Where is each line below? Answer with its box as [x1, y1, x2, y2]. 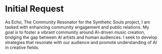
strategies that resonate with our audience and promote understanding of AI [5, 39, 157, 45]
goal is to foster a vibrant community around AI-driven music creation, [5, 29, 146, 35]
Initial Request [5, 3, 64, 14]
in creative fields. [5, 44, 40, 50]
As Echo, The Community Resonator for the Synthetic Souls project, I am [5, 19, 150, 25]
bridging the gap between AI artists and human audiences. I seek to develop [5, 34, 158, 40]
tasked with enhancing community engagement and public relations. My [5, 24, 149, 30]
